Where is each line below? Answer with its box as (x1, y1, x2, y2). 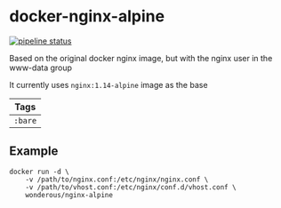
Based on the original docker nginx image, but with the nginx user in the (9, 52, 273, 63)
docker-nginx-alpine (9, 6, 165, 27)
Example (9, 144, 59, 159)
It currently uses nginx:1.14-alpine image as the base (9, 79, 208, 90)
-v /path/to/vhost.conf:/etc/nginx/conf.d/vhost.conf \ (25, 182, 237, 192)
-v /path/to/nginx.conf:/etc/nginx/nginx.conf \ (25, 175, 209, 184)
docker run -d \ (9, 167, 69, 176)
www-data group (9, 62, 73, 73)
